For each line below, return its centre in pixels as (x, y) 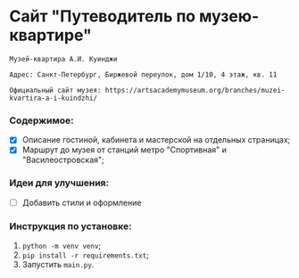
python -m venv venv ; (62, 246)
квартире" (50, 35)
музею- (229, 16)
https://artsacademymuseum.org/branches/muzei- (195, 90)
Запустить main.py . (58, 265)
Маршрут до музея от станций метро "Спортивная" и (125, 150)
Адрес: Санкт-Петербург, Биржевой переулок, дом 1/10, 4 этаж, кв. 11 (143, 74)
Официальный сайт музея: (55, 90)
